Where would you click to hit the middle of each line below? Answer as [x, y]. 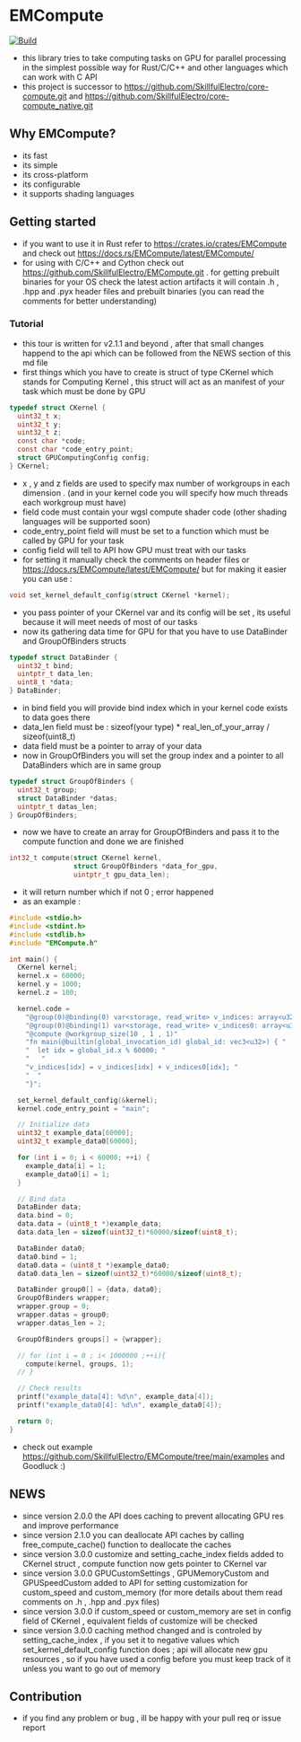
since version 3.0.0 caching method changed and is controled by [142, 1630]
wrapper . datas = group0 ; [64, 1315]
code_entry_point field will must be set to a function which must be [146, 531]
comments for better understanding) [90, 301]
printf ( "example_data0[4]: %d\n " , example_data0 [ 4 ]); [120, 1405]
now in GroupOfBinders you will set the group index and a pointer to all [153, 756]
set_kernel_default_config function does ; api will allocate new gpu [145, 1650]
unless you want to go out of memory [91, 1668]
